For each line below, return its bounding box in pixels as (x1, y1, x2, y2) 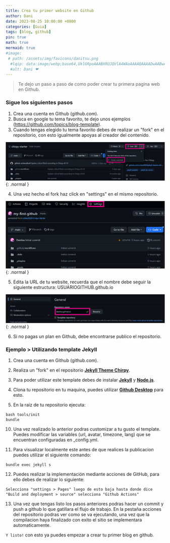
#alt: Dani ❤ (10, 67, 39, 72)
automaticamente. (13, 522, 51, 528)
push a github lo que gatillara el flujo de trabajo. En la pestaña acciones (13, 506, 162, 512)
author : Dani (6, 13, 33, 19)
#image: (6, 50, 22, 55)
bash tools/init (6, 412, 40, 417)
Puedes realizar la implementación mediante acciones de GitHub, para (13, 471, 159, 477)
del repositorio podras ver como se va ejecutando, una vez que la (13, 512, 150, 518)
